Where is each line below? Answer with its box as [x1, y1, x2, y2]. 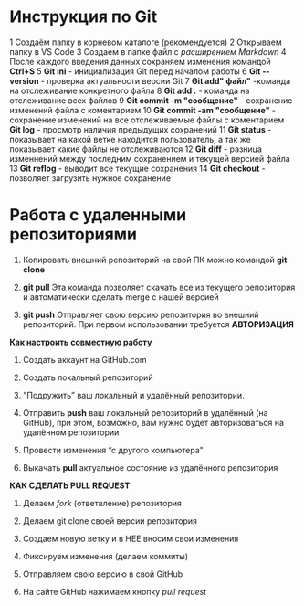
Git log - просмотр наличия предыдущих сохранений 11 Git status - [9, 123, 272, 134]
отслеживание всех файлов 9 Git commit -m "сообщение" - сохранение [9, 94, 293, 106]
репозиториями [9, 224, 137, 245]
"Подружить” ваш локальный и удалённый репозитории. [22, 389, 245, 400]
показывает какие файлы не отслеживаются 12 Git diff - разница [9, 144, 263, 154]
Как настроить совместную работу [9, 336, 152, 347]
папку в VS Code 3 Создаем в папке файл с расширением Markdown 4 [9, 46, 287, 57]
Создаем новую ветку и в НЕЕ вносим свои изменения [22, 533, 239, 544]
